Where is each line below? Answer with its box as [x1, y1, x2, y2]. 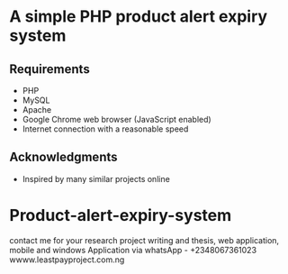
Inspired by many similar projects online [22, 173, 171, 184]
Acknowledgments [9, 150, 119, 165]
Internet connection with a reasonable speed [22, 123, 189, 134]
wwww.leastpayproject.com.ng [9, 254, 125, 265]
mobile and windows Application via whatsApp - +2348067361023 [9, 244, 257, 255]
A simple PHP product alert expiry [9, 6, 268, 27]
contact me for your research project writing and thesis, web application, [9, 234, 280, 245]
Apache [22, 105, 52, 114]
